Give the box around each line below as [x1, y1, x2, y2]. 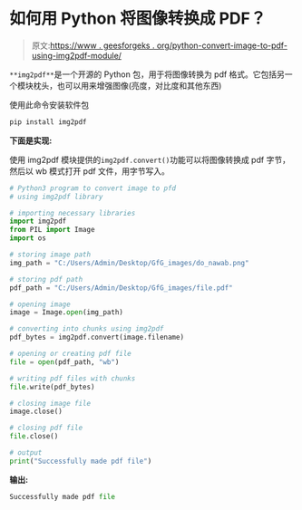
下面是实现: [9, 135, 53, 146]
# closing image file [9, 399, 92, 408]
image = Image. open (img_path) [9, 308, 124, 317]
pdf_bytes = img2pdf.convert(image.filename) [9, 332, 184, 342]
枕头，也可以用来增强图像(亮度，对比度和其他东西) [33, 80, 222, 91]
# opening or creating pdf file [9, 350, 132, 359]
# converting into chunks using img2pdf [9, 324, 165, 333]
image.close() [9, 407, 63, 417]
